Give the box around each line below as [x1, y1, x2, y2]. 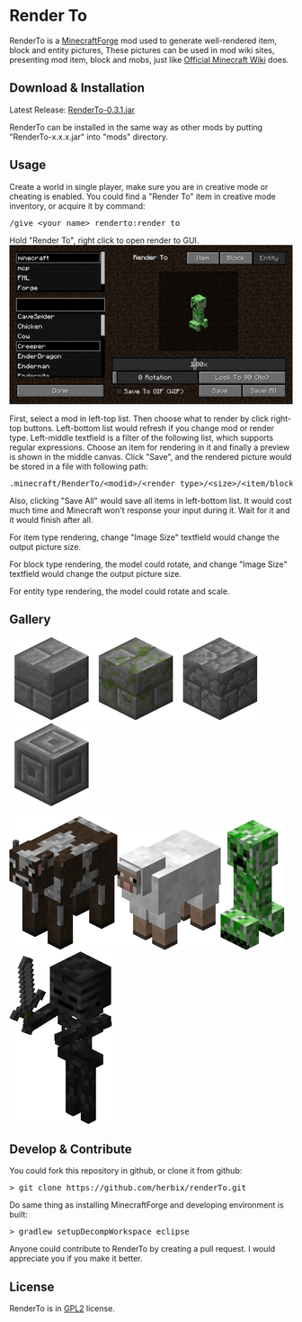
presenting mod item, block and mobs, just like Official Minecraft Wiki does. [9, 54, 289, 65]
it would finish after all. [9, 514, 93, 525]
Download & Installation [9, 80, 146, 95]
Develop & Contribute [9, 1142, 132, 1157]
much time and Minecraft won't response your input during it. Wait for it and [9, 505, 290, 516]
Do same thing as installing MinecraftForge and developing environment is [9, 1200, 285, 1210]
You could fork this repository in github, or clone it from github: [9, 1165, 243, 1176]
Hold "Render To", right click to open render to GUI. [9, 235, 200, 246]
